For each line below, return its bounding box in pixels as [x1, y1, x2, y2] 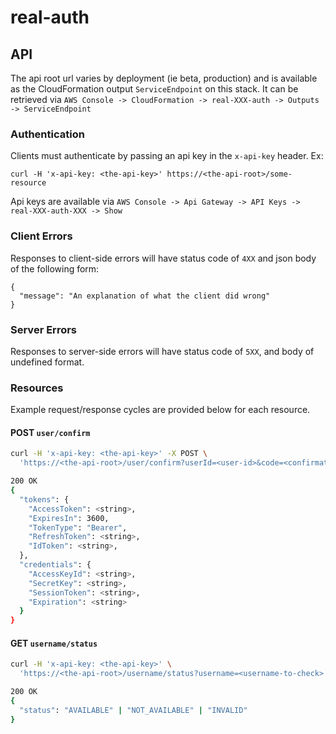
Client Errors [10, 229, 73, 243]
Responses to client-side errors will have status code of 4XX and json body [10, 252, 317, 264]
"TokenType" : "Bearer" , [28, 522, 128, 533]
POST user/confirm [10, 426, 91, 438]
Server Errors [10, 322, 78, 336]
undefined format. [10, 356, 85, 368]
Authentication [10, 127, 85, 141]
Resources [10, 381, 64, 395]
